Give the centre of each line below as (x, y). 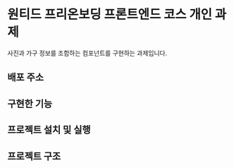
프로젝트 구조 (34, 156)
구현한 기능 (30, 103)
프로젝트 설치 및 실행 (49, 130)
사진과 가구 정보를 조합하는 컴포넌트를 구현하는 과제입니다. (87, 53)
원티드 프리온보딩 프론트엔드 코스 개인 (110, 14)
